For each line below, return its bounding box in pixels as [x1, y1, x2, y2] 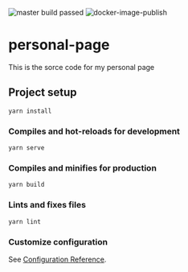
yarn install [8, 107, 52, 115]
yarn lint [8, 217, 42, 225]
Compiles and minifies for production [8, 162, 157, 173]
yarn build [8, 181, 45, 189]
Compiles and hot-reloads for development [8, 126, 181, 137]
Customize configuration [8, 236, 108, 247]
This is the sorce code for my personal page [8, 62, 155, 72]
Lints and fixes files [8, 200, 87, 211]
